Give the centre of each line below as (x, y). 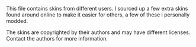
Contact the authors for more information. (57, 38)
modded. (17, 21)
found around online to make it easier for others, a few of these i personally (98, 15)
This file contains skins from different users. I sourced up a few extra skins (97, 9)
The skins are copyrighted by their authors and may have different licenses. (98, 32)
